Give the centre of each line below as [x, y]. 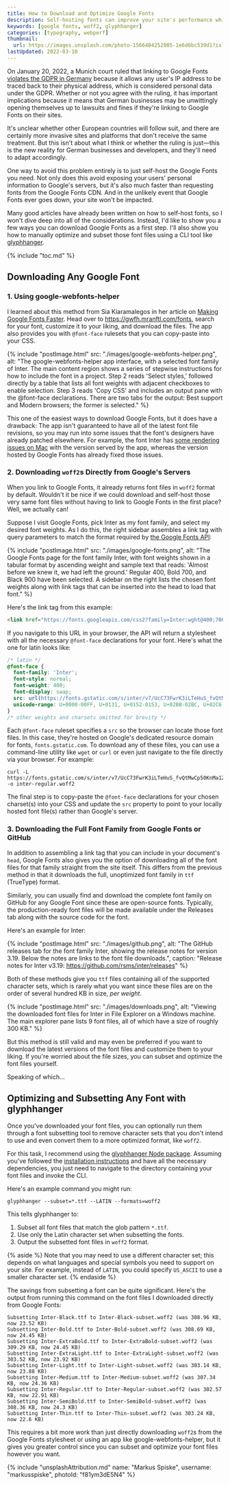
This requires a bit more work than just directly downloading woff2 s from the [115, 1432]
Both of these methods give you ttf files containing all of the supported [108, 978]
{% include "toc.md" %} [41, 255]
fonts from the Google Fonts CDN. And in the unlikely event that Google [108, 192]
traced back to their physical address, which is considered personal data [110, 86]
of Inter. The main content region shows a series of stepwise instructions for [115, 368]
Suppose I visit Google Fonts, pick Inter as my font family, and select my [108, 522]
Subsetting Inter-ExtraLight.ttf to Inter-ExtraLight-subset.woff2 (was [113, 1353]
